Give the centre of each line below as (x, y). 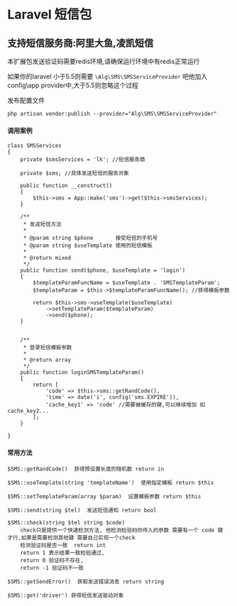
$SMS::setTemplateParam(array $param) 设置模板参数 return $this (104, 497)
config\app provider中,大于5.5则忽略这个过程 (73, 85)
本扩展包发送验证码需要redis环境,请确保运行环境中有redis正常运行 (104, 61)
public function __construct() (66, 186)
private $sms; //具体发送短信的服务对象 (75, 173)
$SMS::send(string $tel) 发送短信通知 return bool (82, 511)
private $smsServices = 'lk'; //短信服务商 (83, 160)
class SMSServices (34, 146)
